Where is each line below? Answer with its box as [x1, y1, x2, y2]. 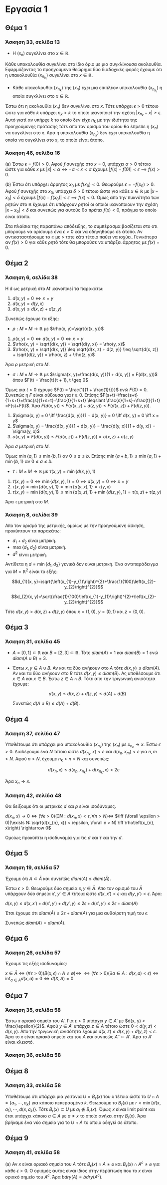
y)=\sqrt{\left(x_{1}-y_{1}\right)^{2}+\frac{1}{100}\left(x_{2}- [34, 578, 156, 584]
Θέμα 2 [5, 259, 28, 267]
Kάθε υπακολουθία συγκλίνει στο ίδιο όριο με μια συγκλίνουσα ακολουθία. [5, 61, 162, 67]
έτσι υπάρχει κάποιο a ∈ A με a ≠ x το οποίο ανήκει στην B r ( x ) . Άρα [5, 1113, 146, 1120]
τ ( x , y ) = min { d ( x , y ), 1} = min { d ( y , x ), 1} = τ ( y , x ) [12, 483, 111, 489]
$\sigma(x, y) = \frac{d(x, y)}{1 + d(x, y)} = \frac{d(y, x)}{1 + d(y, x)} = [12, 423, 156, 429]
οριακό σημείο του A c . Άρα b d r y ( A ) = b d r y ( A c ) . [5, 1173, 103, 1180]
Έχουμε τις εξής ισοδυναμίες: [5, 961, 67, 967]
